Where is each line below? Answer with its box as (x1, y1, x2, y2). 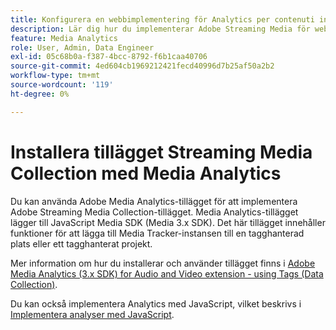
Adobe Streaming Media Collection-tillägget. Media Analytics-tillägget (10, 206, 299, 218)
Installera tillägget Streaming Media (10, 141, 313, 163)
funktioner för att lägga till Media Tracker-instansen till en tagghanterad (10, 227, 305, 239)
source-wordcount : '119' (10, 80, 114, 90)
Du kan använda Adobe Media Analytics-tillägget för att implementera (10, 195, 298, 207)
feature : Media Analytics (10, 33, 118, 43)
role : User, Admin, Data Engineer (10, 42, 155, 53)
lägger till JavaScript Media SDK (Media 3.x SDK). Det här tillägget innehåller (10, 216, 326, 228)
